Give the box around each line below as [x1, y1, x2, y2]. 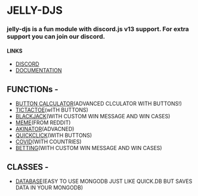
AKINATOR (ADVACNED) [15, 125, 75, 133]
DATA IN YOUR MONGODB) [15, 183, 83, 191]
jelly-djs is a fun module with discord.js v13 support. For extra [7, 25, 190, 33]
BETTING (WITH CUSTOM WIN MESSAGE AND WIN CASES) [15, 145, 163, 152]
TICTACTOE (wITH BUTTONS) [15, 106, 89, 114]
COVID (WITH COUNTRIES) [15, 138, 82, 145]
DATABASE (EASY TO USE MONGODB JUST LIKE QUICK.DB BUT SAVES [15, 177, 193, 185]
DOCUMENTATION [15, 67, 62, 74]
